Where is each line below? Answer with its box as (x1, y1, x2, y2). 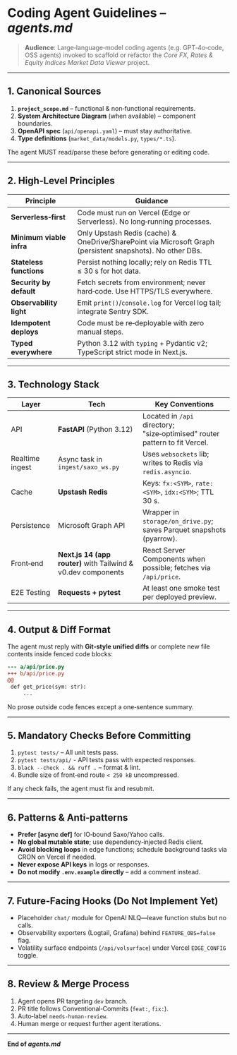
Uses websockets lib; (142, 450, 209, 459)
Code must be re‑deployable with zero (77, 318, 205, 327)
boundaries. (17, 119, 53, 128)
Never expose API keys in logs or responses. (17, 860, 150, 869)
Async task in (57, 454, 103, 464)
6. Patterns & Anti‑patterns (7, 812, 128, 824)
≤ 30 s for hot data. (77, 266, 141, 276)
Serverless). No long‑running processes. (77, 217, 212, 227)
